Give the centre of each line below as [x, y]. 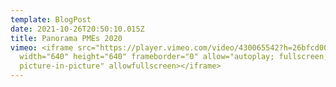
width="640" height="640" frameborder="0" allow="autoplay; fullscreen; [174, 57]
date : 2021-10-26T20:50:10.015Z [77, 29]
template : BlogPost [51, 19]
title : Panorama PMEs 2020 [66, 38]
